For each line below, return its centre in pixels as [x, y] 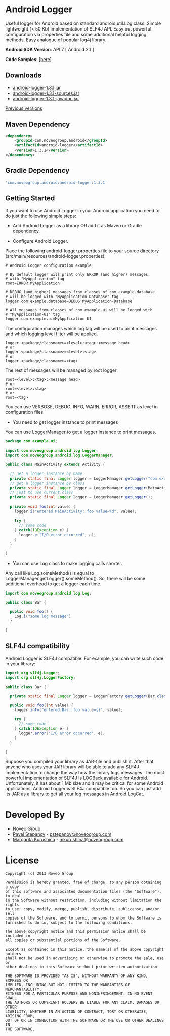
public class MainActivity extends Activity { [55, 465]
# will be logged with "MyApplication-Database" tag [62, 297]
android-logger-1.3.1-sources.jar [46, 93]
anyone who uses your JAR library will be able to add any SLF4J [72, 767]
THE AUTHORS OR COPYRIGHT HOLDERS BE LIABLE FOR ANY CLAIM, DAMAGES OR [82, 1003]
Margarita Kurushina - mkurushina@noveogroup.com [68, 840]
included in [18, 936]
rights [12, 905]
